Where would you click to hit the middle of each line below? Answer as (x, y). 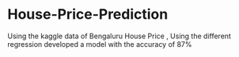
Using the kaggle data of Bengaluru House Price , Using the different (119, 36)
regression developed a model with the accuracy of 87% (100, 44)
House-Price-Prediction (88, 14)
